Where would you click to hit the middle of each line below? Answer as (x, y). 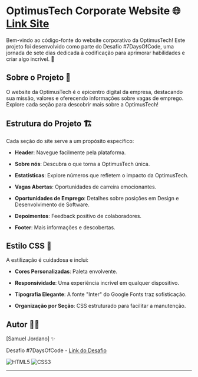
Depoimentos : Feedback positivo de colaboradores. (78, 216)
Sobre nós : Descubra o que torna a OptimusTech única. (82, 164)
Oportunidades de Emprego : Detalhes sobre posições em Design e (97, 198)
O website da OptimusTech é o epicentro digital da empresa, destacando (95, 92)
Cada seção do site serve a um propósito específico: (70, 141)
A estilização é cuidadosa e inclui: (47, 260)
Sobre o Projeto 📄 (39, 78)
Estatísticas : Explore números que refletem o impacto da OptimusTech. (101, 175)
